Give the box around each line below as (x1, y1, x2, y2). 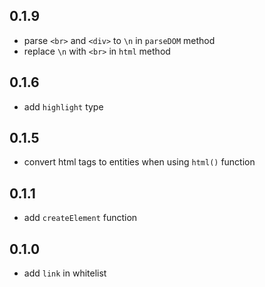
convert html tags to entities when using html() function (23, 156, 256, 168)
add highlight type (23, 100, 104, 113)
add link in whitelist (23, 267, 107, 279)
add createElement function (23, 212, 138, 224)
